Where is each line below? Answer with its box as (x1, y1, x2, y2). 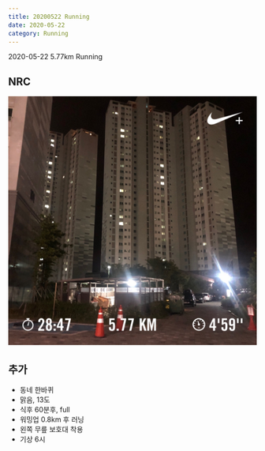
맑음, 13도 (19, 395, 50, 404)
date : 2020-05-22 (8, 21, 65, 29)
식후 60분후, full (19, 405, 70, 414)
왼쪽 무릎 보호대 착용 (19, 425, 84, 434)
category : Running (8, 29, 69, 37)
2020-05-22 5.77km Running (8, 52, 103, 62)
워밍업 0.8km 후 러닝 (19, 415, 84, 424)
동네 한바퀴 (19, 385, 54, 394)
